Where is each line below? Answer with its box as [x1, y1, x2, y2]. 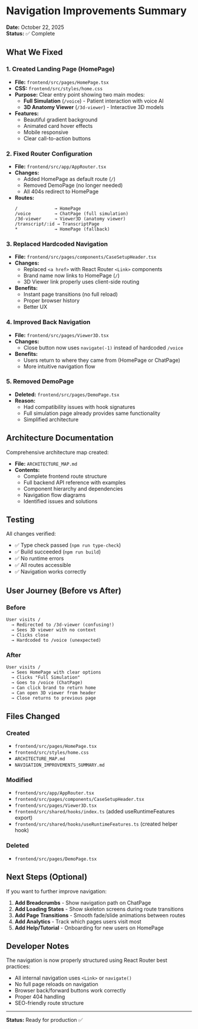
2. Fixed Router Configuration [6, 149, 93, 157]
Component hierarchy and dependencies [23, 485, 123, 492]
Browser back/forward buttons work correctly [14, 987, 126, 994]
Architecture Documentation [6, 433, 114, 443]
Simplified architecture [23, 415, 79, 423]
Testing [6, 514, 35, 525]
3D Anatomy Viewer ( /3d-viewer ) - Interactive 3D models [23, 103, 164, 110]
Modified [6, 776, 33, 784]
